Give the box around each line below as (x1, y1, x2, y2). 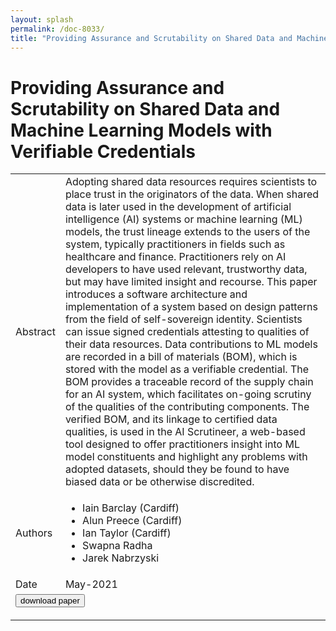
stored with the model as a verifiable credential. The (64, 362, 310, 376)
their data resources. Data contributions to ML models (64, 337, 318, 351)
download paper (20, 596, 80, 606)
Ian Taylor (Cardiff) (82, 526, 172, 540)
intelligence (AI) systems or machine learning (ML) (64, 212, 303, 226)
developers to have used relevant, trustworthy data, (64, 262, 308, 276)
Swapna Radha (82, 539, 153, 553)
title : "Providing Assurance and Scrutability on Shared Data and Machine (10, 33, 329, 43)
